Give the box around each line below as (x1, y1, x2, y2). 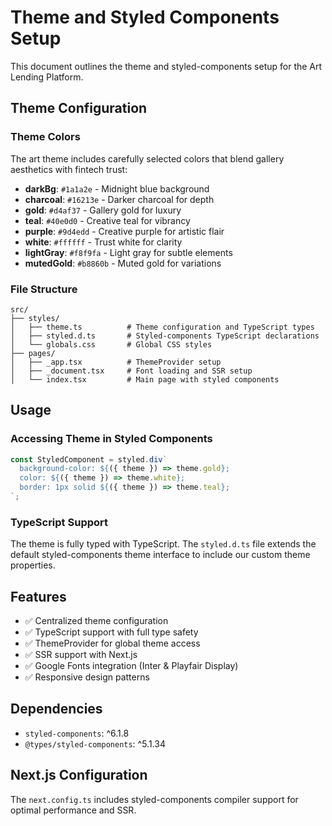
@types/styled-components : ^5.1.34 (24, 737, 166, 750)
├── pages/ (10, 348, 56, 358)
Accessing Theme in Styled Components (10, 432, 213, 446)
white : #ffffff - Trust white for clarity (24, 236, 183, 248)
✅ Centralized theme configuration (24, 615, 169, 627)
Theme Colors (10, 130, 81, 144)
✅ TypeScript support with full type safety (24, 626, 199, 638)
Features (10, 588, 67, 605)
